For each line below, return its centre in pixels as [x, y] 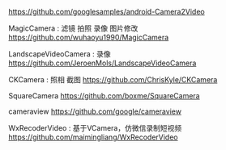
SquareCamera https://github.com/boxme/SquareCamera [104, 96]
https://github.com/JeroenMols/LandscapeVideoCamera [102, 63]
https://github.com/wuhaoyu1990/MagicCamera [89, 37]
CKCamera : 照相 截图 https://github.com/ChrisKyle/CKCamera [113, 79]
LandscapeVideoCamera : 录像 [60, 54]
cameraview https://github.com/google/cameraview [95, 111]
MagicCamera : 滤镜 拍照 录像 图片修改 [73, 28]
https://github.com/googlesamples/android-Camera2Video [107, 12]
